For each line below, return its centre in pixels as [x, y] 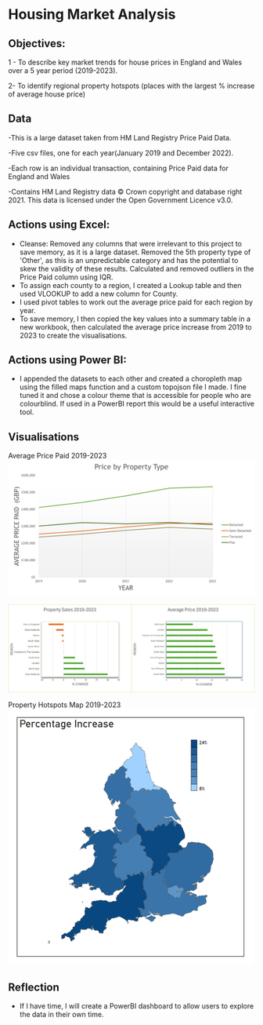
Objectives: [37, 44]
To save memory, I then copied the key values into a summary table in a [135, 319]
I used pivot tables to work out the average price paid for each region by [136, 302]
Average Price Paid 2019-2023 [58, 456]
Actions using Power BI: [67, 360]
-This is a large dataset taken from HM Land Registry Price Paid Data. [120, 137]
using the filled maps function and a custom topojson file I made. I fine [133, 387]
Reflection [34, 987]
